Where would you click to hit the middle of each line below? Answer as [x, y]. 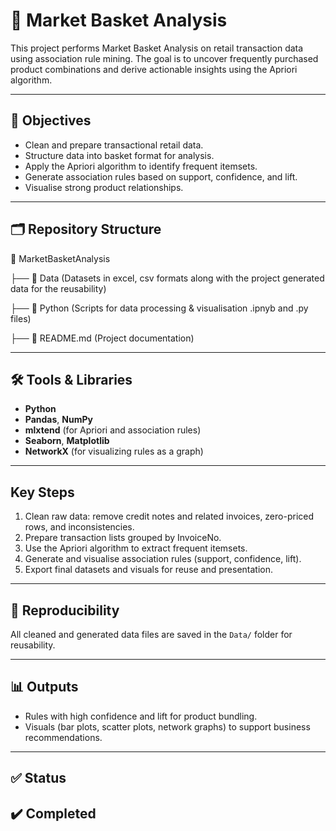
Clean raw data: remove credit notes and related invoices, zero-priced [169, 516]
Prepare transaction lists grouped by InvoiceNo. [123, 538]
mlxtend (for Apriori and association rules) [113, 430]
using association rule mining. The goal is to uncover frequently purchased [164, 58]
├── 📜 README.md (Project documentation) [102, 338]
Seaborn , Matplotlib [67, 441]
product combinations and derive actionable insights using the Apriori [154, 69]
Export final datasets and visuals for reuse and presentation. [149, 570]
